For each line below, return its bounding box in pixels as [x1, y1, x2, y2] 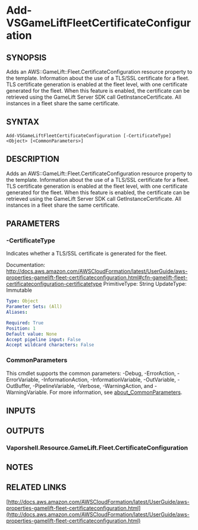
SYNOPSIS [6, 52, 47, 62]
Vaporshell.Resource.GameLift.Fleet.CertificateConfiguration [6, 444, 188, 452]
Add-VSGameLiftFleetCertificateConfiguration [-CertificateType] [6, 132, 171, 138]
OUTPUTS [6, 426, 45, 436]
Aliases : [6, 310, 28, 316]
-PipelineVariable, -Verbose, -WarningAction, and [32, 382, 153, 389]
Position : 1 [6, 325, 36, 332]
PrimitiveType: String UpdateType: [103, 280, 187, 288]
